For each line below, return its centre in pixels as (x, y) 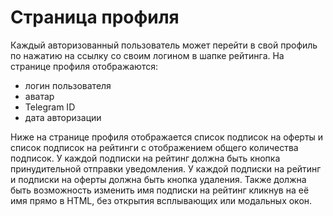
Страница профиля (95, 17)
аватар (39, 96)
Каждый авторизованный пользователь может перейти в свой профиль (164, 45)
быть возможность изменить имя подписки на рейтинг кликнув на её (160, 190)
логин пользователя (68, 85)
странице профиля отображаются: (84, 66)
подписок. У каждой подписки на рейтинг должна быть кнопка (145, 158)
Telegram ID (50, 107)
